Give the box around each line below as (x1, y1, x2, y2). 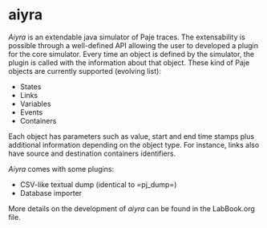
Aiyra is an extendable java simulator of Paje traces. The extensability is (8, 32, 246, 42)
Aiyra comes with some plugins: (8, 164, 115, 173)
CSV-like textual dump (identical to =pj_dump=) (19, 179, 177, 189)
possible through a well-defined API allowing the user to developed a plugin (8, 40, 259, 50)
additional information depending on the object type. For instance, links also (8, 140, 260, 149)
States (19, 82, 42, 92)
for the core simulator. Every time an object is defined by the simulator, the (8, 49, 255, 59)
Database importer (19, 188, 83, 197)
